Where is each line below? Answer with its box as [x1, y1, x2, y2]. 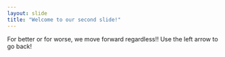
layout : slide [7, 9, 48, 17]
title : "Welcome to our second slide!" [7, 16, 121, 23]
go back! [7, 42, 32, 50]
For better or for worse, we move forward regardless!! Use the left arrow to [7, 35, 218, 43]
